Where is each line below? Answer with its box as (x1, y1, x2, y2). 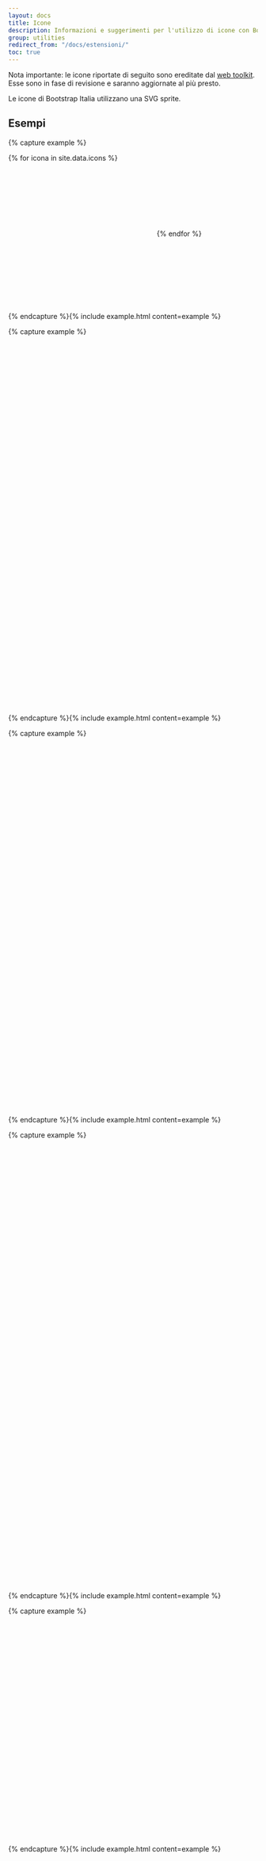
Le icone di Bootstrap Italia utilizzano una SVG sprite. (8, 94, 181, 103)
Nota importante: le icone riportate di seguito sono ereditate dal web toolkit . (8, 70, 256, 79)
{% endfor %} (157, 229, 202, 238)
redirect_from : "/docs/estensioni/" (8, 41, 129, 49)
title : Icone (8, 19, 51, 27)
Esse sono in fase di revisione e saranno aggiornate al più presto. (8, 78, 221, 88)
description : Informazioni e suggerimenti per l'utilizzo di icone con (8, 26, 249, 34)
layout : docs (8, 11, 51, 20)
